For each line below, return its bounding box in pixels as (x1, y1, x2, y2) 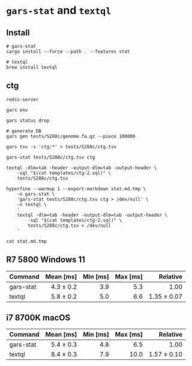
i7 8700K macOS (6, 313, 71, 323)
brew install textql (6, 64, 58, 70)
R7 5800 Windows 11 (6, 254, 86, 265)
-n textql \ (17, 202, 47, 208)
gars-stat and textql (6, 4, 112, 17)
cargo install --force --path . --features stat (6, 49, 130, 55)
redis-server (6, 97, 39, 103)
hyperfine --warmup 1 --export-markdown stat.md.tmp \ (6, 185, 146, 192)
